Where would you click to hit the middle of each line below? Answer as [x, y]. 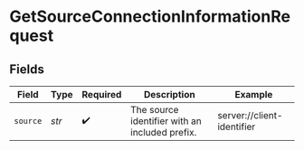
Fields [27, 69]
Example [254, 94]
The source [155, 110]
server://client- [250, 115]
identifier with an [166, 121]
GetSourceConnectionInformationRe [150, 17]
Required [102, 94]
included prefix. [164, 132]
